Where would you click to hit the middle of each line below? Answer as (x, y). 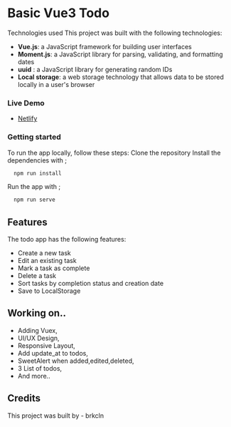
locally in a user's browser (56, 84)
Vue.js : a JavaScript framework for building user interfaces (104, 46)
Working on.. (37, 313)
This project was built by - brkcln (56, 416)
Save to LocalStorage (49, 291)
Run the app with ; (34, 187)
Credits (24, 398)
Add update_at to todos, (53, 353)
